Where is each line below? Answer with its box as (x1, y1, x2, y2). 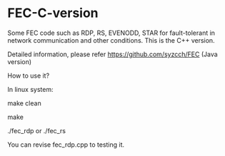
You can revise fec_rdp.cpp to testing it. (7, 140, 125, 149)
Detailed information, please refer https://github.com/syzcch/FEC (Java (7, 50, 218, 58)
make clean (7, 98, 41, 108)
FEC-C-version (7, 5, 99, 21)
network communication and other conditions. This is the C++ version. (7, 36, 216, 44)
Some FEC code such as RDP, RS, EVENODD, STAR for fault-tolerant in (7, 28, 216, 37)
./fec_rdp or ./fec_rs (7, 126, 66, 135)
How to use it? (7, 71, 50, 80)
